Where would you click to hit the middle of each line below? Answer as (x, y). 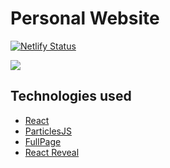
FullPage (43, 141)
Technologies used (71, 96)
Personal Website (85, 18)
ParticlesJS (48, 131)
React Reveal (52, 152)
